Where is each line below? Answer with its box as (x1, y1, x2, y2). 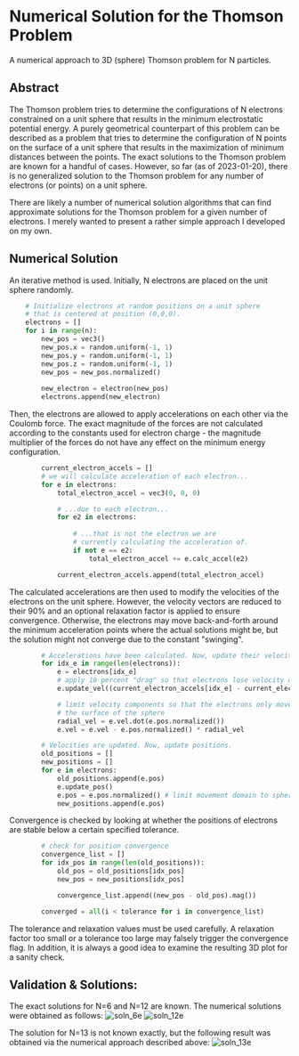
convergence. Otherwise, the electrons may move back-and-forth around (9, 614, 279, 625)
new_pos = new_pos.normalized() (41, 368, 162, 377)
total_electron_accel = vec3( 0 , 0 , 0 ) (56, 488, 201, 498)
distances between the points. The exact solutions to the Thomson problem (9, 151, 287, 162)
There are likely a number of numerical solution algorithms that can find (9, 197, 271, 207)
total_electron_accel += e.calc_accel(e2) (88, 554, 249, 563)
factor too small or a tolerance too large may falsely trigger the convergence (9, 932, 289, 943)
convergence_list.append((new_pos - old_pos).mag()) (56, 890, 256, 900)
